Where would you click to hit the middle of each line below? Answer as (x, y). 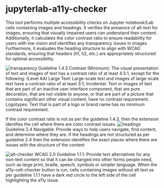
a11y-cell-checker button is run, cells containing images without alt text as (80, 169)
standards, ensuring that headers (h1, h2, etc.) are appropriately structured (81, 53)
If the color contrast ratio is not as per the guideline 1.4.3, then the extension (82, 119)
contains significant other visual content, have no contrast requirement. (77, 99)
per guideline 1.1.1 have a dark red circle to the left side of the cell (71, 175)
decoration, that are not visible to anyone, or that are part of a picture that (80, 94)
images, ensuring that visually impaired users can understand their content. (82, 33)
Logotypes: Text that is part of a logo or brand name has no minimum (75, 104)
